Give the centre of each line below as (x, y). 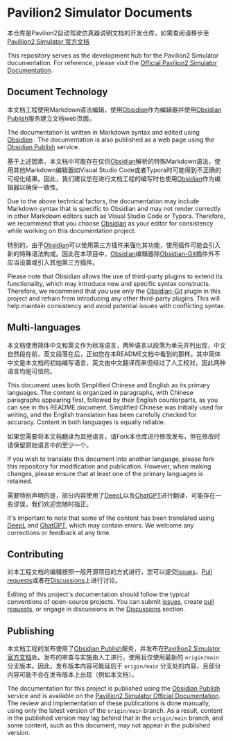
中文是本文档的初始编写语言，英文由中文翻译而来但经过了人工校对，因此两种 (116, 362)
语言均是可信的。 (32, 371)
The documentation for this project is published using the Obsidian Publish (114, 689)
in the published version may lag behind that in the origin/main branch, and (115, 718)
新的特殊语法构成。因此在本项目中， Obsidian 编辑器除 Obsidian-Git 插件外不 (114, 253)
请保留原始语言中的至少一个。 (50, 445)
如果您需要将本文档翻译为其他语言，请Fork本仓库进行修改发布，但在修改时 (114, 436)
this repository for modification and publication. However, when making (109, 466)
